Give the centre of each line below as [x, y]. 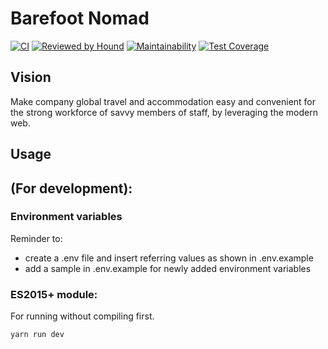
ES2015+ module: [54, 294]
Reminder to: [36, 238]
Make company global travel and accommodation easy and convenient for [163, 101]
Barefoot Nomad [80, 18]
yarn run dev [37, 335]
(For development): [71, 188]
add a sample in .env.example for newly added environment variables [168, 268]
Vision [31, 77]
